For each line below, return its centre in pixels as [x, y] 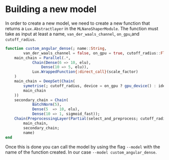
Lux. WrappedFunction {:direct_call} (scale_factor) [85, 72]
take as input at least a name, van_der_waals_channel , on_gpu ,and [72, 34]
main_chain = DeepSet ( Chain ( [45, 82]
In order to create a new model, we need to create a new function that [77, 23]
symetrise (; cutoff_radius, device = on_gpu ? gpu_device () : [90, 86]
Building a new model [51, 9]
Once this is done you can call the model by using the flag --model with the [83, 147]
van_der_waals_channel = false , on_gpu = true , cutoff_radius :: [92, 53]
